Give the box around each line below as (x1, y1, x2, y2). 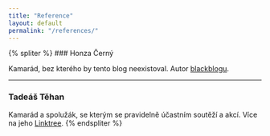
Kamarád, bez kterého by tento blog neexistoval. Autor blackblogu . (8, 64, 230, 74)
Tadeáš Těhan (8, 91, 65, 102)
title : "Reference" (8, 11, 74, 20)
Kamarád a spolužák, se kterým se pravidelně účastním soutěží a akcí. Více (8, 110, 258, 119)
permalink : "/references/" (8, 26, 99, 34)
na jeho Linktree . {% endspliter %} (8, 118, 123, 128)
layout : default (8, 19, 63, 27)
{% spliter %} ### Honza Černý (8, 49, 114, 58)
